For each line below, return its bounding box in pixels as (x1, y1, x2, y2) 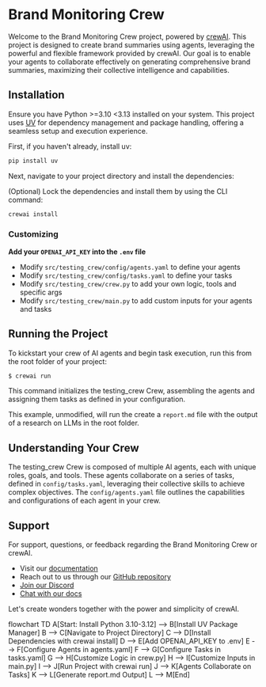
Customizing (8, 229, 59, 240)
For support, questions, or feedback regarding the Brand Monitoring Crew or (8, 540, 258, 549)
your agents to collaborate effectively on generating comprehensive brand (8, 57, 251, 66)
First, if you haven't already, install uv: (8, 141, 132, 151)
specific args (19, 287, 63, 297)
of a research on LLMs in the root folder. (8, 418, 140, 428)
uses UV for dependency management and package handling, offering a (8, 117, 244, 127)
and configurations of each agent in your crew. (8, 496, 161, 506)
